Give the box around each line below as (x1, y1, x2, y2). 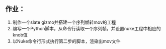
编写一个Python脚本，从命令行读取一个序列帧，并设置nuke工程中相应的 (12, 25, 161, 31)
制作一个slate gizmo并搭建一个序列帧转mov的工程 (12, 19, 116, 25)
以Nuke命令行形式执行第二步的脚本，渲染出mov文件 (12, 38, 121, 44)
